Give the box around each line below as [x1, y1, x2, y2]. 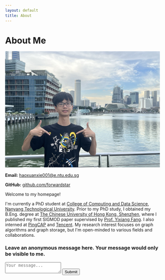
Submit [64, 269, 78, 275]
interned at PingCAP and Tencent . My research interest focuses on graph [5, 222, 154, 228]
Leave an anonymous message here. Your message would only [5, 245, 159, 252]
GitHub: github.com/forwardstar [5, 182, 71, 188]
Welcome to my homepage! [5, 192, 61, 197]
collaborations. [5, 232, 35, 238]
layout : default [5, 8, 38, 13]
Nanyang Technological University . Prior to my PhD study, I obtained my [5, 206, 151, 212]
